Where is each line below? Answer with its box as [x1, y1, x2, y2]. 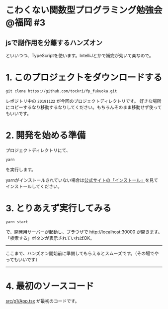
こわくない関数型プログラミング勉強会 [5, 4, 163, 16]
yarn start [5, 219, 28, 224]
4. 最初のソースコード [5, 281, 94, 292]
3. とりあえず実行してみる [5, 203, 111, 214]
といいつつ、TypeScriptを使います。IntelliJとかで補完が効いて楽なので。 [5, 53, 154, 58]
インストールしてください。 [5, 183, 62, 189]
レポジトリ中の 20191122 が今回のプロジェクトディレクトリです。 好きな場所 [5, 98, 162, 104]
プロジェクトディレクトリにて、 [5, 147, 71, 153]
